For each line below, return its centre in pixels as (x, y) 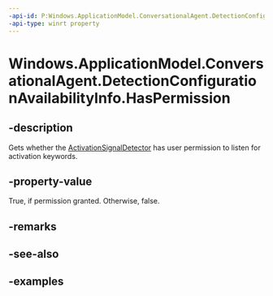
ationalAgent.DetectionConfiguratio (133, 81)
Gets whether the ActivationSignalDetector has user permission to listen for (135, 148)
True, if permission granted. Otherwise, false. (84, 201)
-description (41, 128)
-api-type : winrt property (54, 24)
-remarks (32, 227)
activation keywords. (43, 156)
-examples (36, 282)
